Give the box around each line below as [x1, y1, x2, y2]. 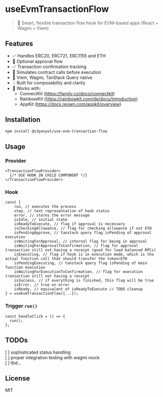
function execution [5, 265, 46, 270]
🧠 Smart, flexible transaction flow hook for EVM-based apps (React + [17, 20, 159, 26]
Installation [5, 116, 41, 124]
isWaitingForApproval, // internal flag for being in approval [14, 239, 148, 244]
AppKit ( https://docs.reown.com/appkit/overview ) [19, 101, 121, 107]
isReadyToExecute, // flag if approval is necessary [14, 222, 125, 227]
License [5, 374, 30, 383]
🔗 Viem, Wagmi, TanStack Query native [12, 74, 93, 80]
